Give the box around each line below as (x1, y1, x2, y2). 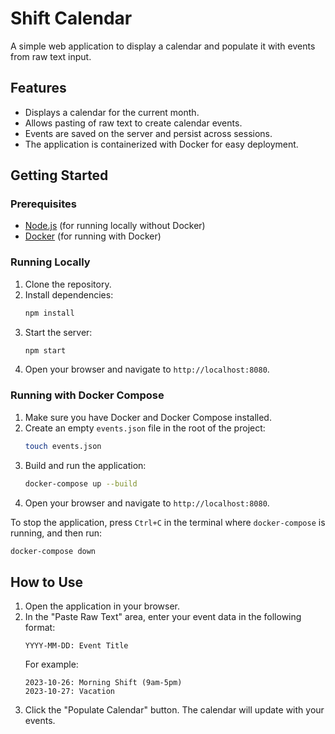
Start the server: (24, 326, 93, 338)
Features (10, 80, 67, 97)
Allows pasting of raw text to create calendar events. (24, 117, 243, 129)
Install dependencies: (24, 288, 114, 301)
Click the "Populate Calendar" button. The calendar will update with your (24, 704, 325, 716)
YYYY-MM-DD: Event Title (24, 641, 129, 651)
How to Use (10, 573, 84, 591)
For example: (24, 658, 79, 671)
